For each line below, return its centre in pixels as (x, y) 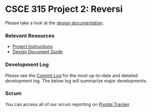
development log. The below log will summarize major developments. (76, 81)
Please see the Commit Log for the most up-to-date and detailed (72, 75)
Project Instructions (32, 47)
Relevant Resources (30, 36)
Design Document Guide (38, 52)
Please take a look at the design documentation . (55, 23)
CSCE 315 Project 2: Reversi (64, 9)
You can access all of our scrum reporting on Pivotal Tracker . (68, 104)
